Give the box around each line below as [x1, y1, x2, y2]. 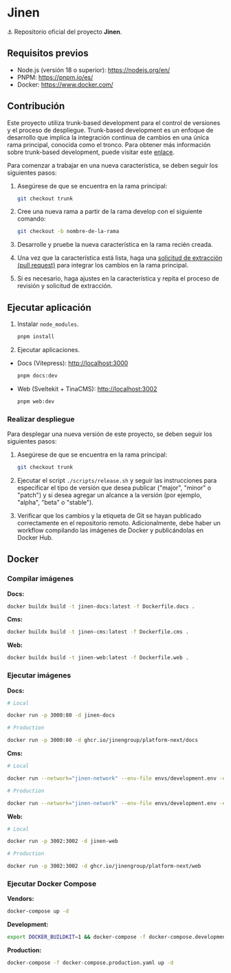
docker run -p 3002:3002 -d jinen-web [7, 838, 118, 845]
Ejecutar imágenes [7, 670, 71, 680]
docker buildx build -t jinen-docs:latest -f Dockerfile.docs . [7, 603, 195, 610]
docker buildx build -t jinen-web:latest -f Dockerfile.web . [7, 655, 189, 662]
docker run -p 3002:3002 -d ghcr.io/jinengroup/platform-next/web [7, 863, 201, 870]
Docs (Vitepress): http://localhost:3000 [16, 359, 129, 367]
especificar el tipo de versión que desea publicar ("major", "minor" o [16, 483, 212, 492]
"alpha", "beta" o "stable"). [16, 498, 94, 506]
